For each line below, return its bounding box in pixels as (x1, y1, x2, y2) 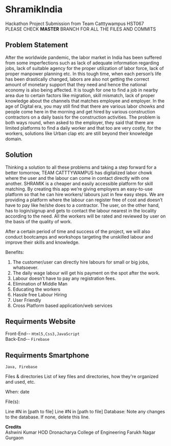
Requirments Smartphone (5, 351, 89, 360)
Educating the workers (12, 286, 61, 292)
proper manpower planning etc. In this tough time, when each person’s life (5, 71, 162, 77)
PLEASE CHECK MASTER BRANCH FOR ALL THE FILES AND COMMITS (5, 26, 156, 32)
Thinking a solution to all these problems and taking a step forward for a (5, 164, 157, 170)
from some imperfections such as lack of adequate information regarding (5, 60, 159, 66)
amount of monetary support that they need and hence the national (5, 81, 147, 87)
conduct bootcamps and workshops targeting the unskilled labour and (5, 233, 153, 240)
